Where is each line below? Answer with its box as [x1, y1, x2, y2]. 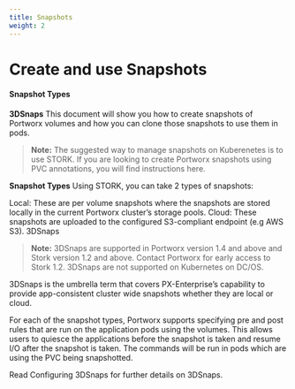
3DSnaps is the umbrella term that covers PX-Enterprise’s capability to [9, 278, 265, 289]
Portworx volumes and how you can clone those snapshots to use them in [9, 118, 278, 128]
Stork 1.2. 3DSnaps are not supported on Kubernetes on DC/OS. [30, 262, 264, 272]
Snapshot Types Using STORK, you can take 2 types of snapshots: [9, 180, 254, 191]
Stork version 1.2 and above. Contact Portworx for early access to [30, 252, 271, 263]
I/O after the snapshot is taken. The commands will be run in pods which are [9, 342, 287, 354]
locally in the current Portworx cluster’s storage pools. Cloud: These [9, 207, 258, 217]
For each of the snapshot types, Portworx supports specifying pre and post [9, 315, 284, 325]
